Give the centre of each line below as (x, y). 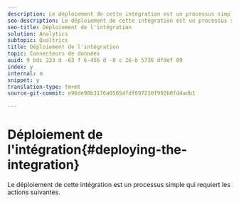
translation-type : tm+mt (44, 87)
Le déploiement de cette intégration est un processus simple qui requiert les (119, 185)
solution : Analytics (38, 34)
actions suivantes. (34, 192)
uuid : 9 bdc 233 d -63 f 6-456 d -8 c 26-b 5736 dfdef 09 (95, 60)
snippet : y (23, 80)
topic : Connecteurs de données (54, 54)
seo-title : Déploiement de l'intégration (70, 27)
